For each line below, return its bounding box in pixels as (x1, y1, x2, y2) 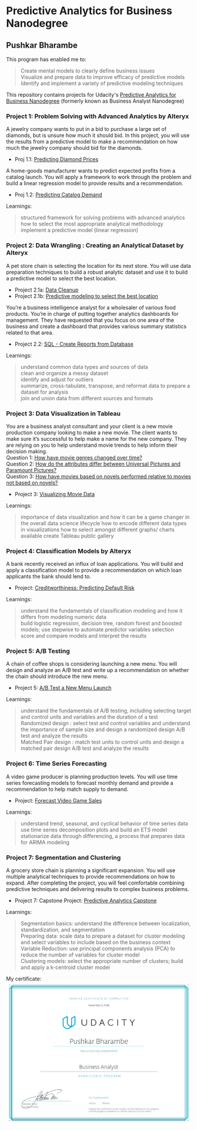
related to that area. (6, 329, 54, 336)
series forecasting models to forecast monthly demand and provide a (6, 779, 173, 786)
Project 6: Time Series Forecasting (6, 759, 107, 768)
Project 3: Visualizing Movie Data (14, 490, 95, 497)
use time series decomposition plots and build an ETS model (20, 826, 168, 833)
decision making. (6, 447, 48, 455)
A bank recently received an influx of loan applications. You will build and (6, 561, 183, 568)
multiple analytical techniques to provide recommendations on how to (6, 873, 175, 880)
